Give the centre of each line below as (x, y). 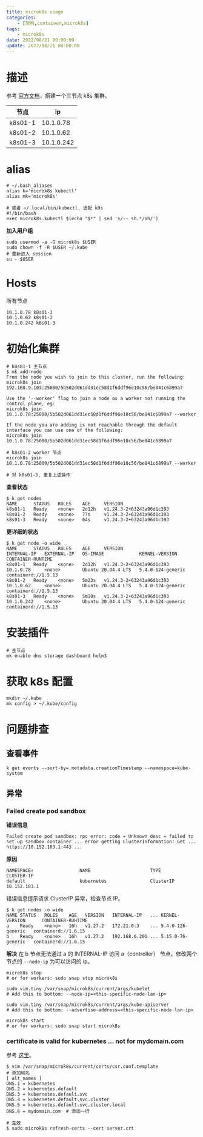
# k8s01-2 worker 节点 (34, 453)
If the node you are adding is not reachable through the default (92, 425)
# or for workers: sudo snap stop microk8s (62, 978)
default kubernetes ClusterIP (90, 881)
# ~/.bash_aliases (29, 186)
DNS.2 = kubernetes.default (42, 1089)
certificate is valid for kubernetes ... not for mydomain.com (95, 1041)
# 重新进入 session (29, 254)
